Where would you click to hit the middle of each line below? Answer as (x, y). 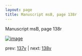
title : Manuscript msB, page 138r (41, 14)
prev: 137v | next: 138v (28, 48)
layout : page (19, 10)
